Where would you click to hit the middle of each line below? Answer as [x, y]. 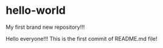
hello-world [36, 10]
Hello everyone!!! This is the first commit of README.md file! [81, 38]
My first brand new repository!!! [45, 27]
